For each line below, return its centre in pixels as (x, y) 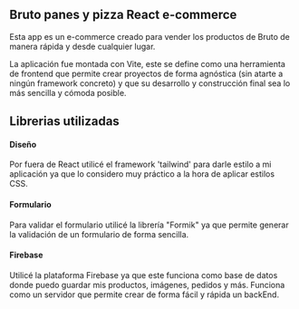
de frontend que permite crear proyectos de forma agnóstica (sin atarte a (146, 73)
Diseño (23, 144)
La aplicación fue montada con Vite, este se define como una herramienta (147, 63)
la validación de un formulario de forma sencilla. (99, 234)
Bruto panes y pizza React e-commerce (123, 15)
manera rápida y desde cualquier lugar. (82, 46)
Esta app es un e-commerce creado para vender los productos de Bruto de (149, 36)
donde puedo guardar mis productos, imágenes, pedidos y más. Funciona (147, 285)
